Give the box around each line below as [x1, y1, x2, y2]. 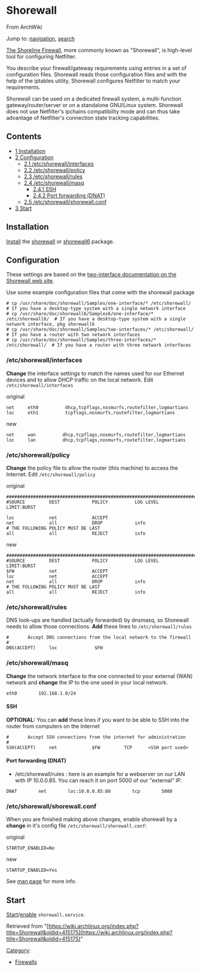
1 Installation [14, 147, 46, 154]
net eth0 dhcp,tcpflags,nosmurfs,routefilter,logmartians [6, 404, 188, 410]
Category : [6, 947, 31, 954]
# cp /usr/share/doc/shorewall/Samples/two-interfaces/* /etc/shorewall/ [6, 326, 194, 332]
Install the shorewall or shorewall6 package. [6, 237, 115, 245]
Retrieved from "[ [6, 923, 49, 930]
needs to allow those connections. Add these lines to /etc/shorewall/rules [6, 623, 193, 630]
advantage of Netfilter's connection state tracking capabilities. [6, 114, 160, 121]
